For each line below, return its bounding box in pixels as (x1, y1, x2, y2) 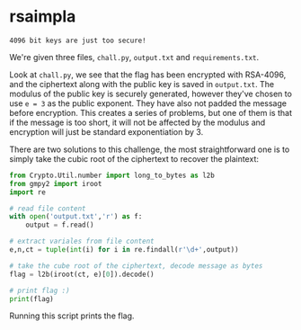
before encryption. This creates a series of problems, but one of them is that (9, 107, 292, 118)
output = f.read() (25, 220, 94, 230)
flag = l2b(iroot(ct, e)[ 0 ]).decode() (9, 270, 155, 279)
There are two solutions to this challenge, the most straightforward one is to (9, 144, 290, 155)
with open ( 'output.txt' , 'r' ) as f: (9, 212, 143, 221)
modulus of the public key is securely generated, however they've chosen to (9, 88, 292, 99)
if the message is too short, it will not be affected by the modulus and (9, 117, 266, 128)
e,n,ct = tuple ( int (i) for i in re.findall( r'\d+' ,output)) (9, 245, 240, 254)
